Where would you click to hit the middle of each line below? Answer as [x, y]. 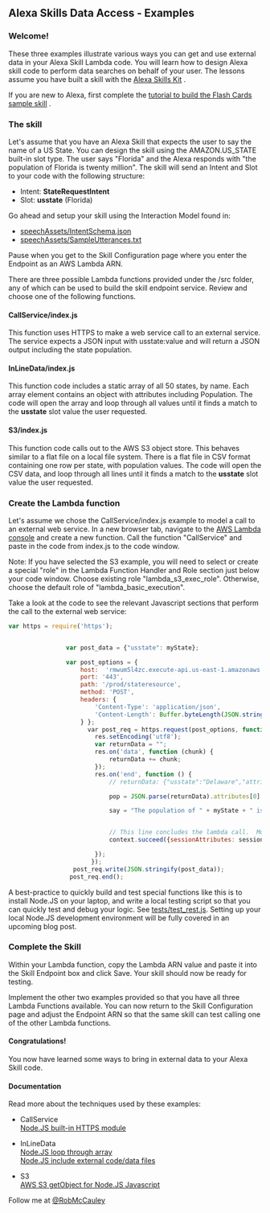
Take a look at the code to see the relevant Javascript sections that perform [134, 603]
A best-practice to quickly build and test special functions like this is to [125, 892]
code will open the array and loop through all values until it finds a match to [133, 403]
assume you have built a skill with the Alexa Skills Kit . [97, 79]
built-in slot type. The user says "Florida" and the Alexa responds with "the [133, 158]
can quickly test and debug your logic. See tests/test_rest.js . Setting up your [135, 909]
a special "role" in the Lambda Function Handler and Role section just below [134, 570]
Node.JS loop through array [66, 1152]
